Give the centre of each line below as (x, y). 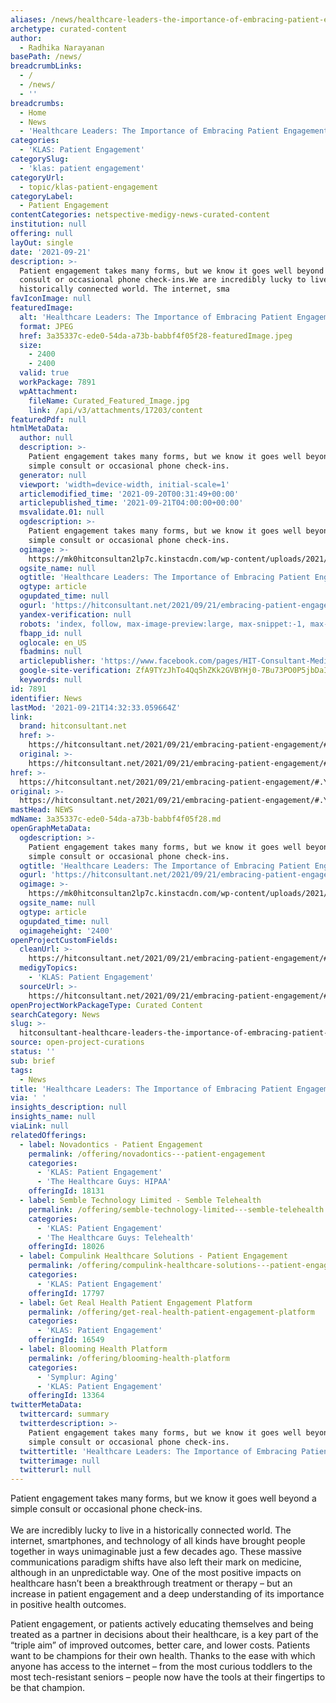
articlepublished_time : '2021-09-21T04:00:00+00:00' (131, 503)
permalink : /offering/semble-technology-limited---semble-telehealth (176, 1209)
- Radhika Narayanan (62, 47)
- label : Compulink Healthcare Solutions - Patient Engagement (153, 1256)
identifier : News (46, 698)
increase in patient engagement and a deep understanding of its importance (167, 1594)
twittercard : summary (64, 1414)
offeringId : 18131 (66, 1191)
